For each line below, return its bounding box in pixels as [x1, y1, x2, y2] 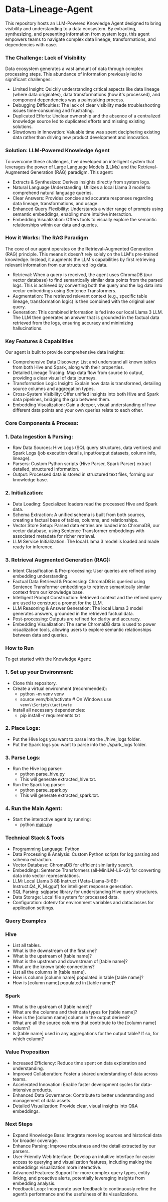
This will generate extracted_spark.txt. [20, 792, 99, 798]
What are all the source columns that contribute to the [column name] [12, 1020, 156, 1026]
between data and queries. [12, 631, 68, 638]
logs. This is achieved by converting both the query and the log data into [12, 282, 162, 288]
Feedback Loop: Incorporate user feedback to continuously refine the [12, 1185, 156, 1191]
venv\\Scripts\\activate [20, 702, 72, 708]
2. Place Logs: [5, 725, 41, 732]
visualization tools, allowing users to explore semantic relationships [12, 626, 152, 632]
